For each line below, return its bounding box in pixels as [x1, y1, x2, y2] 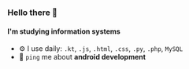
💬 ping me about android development [18, 53, 146, 62]
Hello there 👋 [7, 7, 58, 18]
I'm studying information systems [7, 27, 121, 36]
